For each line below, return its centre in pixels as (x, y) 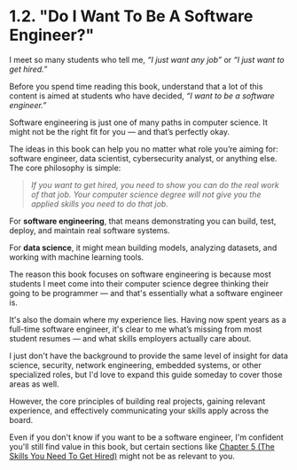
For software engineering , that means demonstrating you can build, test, (143, 221)
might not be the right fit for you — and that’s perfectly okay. (120, 131)
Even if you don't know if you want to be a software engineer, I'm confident (146, 437)
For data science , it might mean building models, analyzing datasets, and (143, 247)
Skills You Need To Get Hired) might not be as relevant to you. (122, 456)
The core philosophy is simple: (65, 168)
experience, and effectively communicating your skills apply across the (139, 411)
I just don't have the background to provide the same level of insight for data (148, 356)
